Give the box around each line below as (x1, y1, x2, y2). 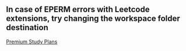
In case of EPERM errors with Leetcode (6, 5, 150, 14)
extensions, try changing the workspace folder (6, 14, 181, 24)
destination (6, 23, 48, 32)
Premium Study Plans (6, 38, 58, 45)
